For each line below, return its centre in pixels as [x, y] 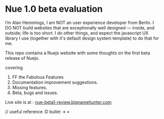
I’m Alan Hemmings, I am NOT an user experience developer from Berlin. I [80, 23]
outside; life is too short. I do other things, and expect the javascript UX [77, 33]
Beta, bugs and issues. [35, 93]
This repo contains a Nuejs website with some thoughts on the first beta [78, 53]
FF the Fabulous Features [38, 77]
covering [14, 68]
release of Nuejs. [22, 58]
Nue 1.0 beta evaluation [54, 9]
